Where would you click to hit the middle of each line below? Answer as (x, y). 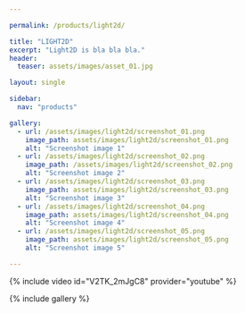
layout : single (37, 83)
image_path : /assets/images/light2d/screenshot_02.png (129, 165)
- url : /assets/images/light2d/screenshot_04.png (111, 207)
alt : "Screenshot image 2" (75, 173)
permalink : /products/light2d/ (67, 25)
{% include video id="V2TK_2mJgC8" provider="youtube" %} (123, 281)
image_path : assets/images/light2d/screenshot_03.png (127, 190)
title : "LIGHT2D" (41, 41)
